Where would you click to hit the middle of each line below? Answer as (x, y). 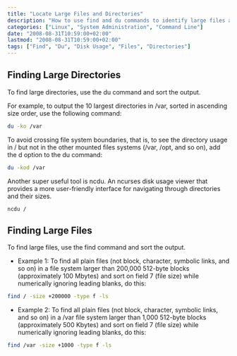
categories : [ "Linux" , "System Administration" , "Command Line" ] (105, 27)
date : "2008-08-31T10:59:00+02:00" (60, 33)
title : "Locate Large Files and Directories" (75, 14)
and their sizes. (30, 196)
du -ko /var (25, 126)
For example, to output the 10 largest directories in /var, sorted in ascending (117, 106)
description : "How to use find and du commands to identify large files (116, 20)
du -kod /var (26, 167)
